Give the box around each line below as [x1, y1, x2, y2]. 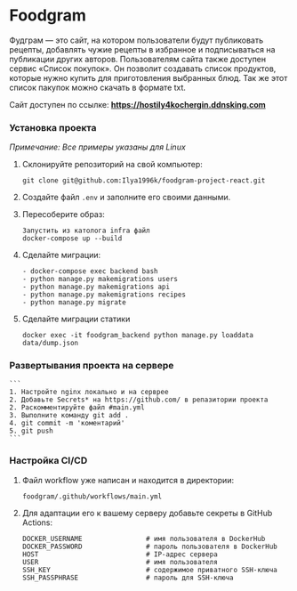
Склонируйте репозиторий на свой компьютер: [21, 159, 203, 170]
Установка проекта [9, 121, 97, 134]
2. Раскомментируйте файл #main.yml [9, 402, 145, 412]
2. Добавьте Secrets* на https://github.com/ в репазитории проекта [9, 395, 269, 404]
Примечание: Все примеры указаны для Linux [9, 142, 187, 152]
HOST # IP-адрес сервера [21, 549, 218, 559]
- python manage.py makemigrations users [21, 275, 178, 284]
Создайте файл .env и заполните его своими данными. [21, 192, 231, 203]
